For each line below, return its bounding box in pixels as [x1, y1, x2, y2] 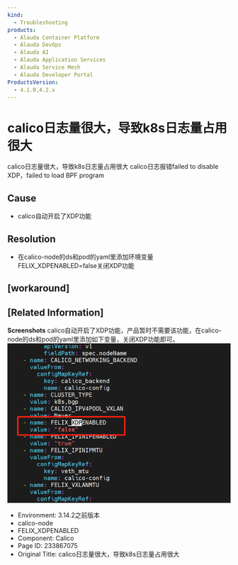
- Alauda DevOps [13, 41, 62, 49]
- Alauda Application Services [13, 57, 106, 64]
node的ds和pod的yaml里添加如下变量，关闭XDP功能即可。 [7, 335, 179, 344]
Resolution [7, 233, 56, 245]
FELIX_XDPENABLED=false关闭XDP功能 [17, 261, 135, 269]
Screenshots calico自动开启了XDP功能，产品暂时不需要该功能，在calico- [7, 326, 222, 335]
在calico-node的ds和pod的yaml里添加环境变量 [17, 252, 154, 261]
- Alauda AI [13, 49, 50, 56]
